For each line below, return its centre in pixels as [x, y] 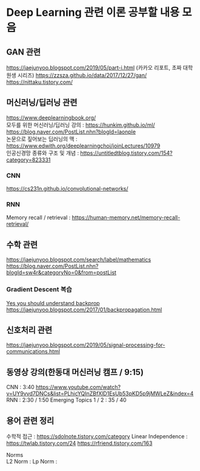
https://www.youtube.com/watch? [78, 387]
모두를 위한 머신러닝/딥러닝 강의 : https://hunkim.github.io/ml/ [81, 124]
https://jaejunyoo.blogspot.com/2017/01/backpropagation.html [84, 310]
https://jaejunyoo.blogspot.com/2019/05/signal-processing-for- [86, 345]
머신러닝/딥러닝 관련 [42, 103]
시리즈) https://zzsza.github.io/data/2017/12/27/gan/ [82, 75]
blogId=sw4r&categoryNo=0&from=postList [62, 273]
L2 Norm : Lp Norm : [32, 461]
